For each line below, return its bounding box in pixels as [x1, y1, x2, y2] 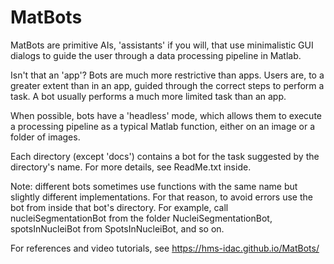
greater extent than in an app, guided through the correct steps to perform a [10, 79, 325, 91]
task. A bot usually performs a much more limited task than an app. [10, 90, 287, 102]
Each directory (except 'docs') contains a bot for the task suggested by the [10, 150, 320, 162]
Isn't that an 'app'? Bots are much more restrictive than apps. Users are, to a [10, 69, 325, 81]
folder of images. [10, 131, 81, 143]
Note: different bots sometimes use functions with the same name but [10, 180, 298, 192]
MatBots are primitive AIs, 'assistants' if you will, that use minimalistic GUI [10, 39, 314, 51]
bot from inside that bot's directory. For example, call [10, 201, 229, 213]
